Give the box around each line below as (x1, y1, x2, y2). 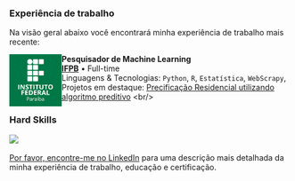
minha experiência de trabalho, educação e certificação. (9, 161, 217, 172)
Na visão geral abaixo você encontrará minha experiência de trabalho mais (9, 28, 284, 38)
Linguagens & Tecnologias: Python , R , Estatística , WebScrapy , (61, 73, 287, 83)
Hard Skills (9, 114, 57, 126)
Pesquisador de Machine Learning (61, 54, 192, 65)
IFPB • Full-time (61, 63, 120, 74)
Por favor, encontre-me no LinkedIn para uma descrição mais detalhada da (9, 152, 285, 162)
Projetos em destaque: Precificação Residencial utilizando (61, 83, 275, 93)
